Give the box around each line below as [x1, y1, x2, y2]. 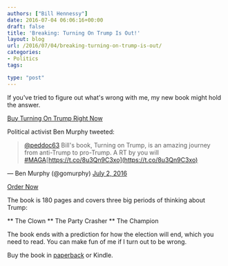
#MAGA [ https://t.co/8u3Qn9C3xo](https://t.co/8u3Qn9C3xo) [23, 155, 198, 163]
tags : [7, 62, 23, 69]
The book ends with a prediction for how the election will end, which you [7, 230, 214, 238]
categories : [7, 49, 41, 56]
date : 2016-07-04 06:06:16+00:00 [7, 17, 104, 24]
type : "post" [7, 74, 45, 81]
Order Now [7, 182, 39, 190]
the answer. [7, 100, 41, 109]
